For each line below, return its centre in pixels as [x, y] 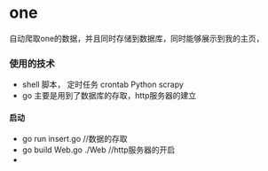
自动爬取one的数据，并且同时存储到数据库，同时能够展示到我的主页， [137, 38]
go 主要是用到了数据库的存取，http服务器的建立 [109, 96]
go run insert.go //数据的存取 [75, 139]
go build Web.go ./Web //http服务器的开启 [99, 150]
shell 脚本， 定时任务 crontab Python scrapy [103, 85]
